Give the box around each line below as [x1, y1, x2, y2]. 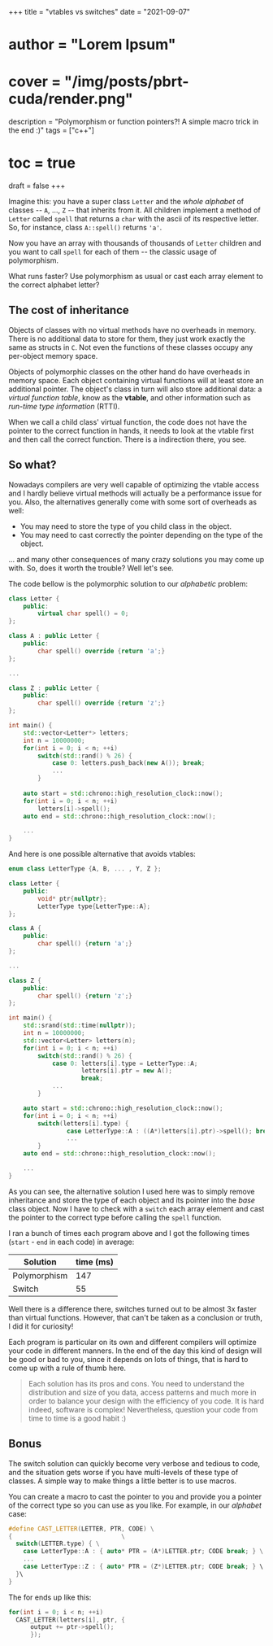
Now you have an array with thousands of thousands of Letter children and [8, 238, 262, 248]
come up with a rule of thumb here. [8, 1363, 127, 1373]
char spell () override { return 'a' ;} [37, 647, 165, 655]
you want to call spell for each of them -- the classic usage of [8, 247, 217, 257]
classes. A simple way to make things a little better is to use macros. [8, 1476, 237, 1486]
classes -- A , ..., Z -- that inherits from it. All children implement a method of [8, 205, 262, 215]
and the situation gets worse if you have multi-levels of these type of [8, 1467, 239, 1477]
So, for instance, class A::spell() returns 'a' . [8, 223, 162, 233]
